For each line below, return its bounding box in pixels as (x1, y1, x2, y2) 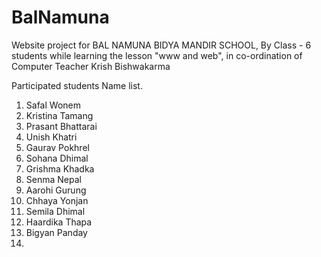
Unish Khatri (25, 131, 78, 143)
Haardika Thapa (25, 216, 93, 228)
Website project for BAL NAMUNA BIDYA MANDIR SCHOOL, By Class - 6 (11, 39, 312, 51)
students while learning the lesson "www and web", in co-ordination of (11, 49, 303, 61)
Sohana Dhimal (25, 152, 89, 164)
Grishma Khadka (25, 162, 95, 175)
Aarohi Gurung (25, 184, 87, 196)
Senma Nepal (25, 173, 82, 185)
